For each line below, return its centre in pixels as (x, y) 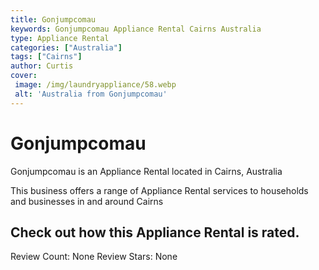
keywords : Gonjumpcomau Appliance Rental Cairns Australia (136, 29)
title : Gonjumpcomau (53, 19)
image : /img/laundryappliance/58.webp (95, 85)
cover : (24, 76)
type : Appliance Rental (60, 38)
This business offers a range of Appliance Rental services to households (159, 190)
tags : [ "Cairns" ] (46, 57)
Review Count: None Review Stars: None (94, 257)
